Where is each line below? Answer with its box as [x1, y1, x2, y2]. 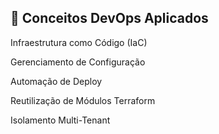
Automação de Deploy [10, 75, 103, 87]
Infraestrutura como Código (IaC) [10, 36, 148, 48]
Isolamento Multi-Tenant [10, 114, 111, 126]
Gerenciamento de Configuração [10, 56, 146, 68]
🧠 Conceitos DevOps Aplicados [10, 10, 209, 27]
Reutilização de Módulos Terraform [10, 94, 156, 106]
